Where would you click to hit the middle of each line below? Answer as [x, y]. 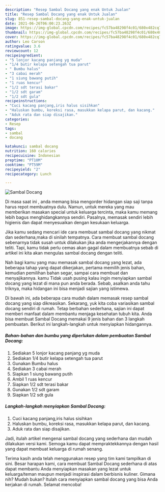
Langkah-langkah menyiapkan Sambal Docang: [55, 406]
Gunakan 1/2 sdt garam [36, 390]
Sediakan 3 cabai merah [37, 369]
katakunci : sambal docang [31, 146]
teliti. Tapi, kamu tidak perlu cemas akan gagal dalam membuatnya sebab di [82, 248]
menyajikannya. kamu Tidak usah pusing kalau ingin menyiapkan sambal [79, 278]
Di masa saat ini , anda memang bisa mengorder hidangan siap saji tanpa [79, 202]
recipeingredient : [24, 55]
